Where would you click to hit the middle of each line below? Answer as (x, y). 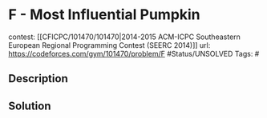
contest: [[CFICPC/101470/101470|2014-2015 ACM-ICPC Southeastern (124, 37)
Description (38, 79)
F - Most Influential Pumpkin (104, 15)
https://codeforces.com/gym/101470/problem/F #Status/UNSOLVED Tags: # (134, 53)
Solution (30, 106)
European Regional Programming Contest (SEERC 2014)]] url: (109, 45)
